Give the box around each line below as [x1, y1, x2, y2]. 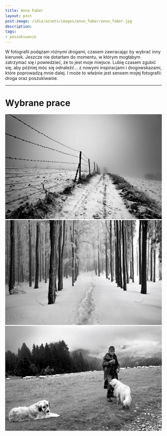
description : [5, 24, 32, 29]
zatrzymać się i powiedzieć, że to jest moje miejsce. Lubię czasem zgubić [5, 59, 157, 65]
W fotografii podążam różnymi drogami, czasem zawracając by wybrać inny [5, 49, 161, 54]
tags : [5, 29, 16, 34]
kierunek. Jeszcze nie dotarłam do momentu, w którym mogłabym [5, 54, 141, 60]
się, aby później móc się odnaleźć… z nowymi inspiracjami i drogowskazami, [5, 65, 162, 70]
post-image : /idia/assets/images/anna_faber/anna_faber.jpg [5, 18, 133, 23]
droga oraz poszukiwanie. [5, 75, 59, 81]
